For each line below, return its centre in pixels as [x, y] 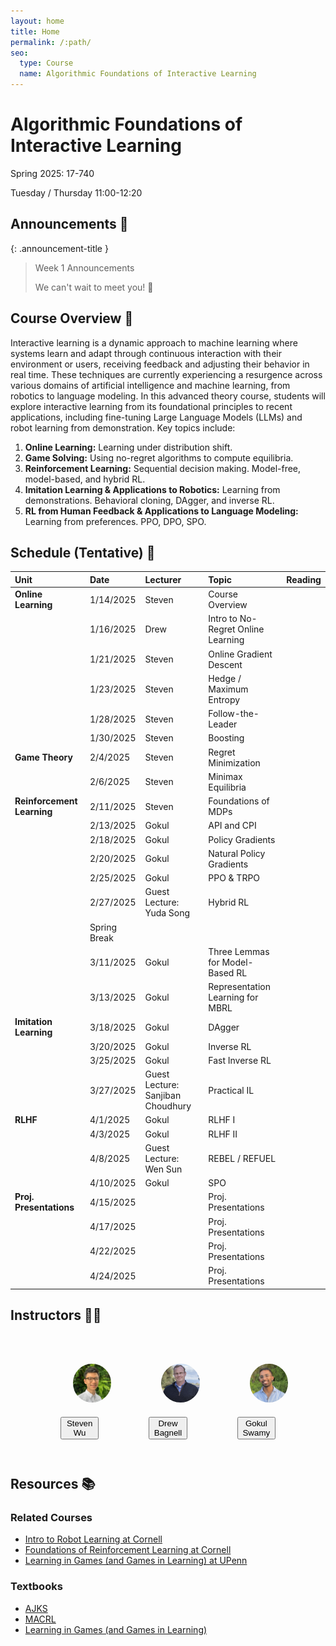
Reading [304, 579]
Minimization [234, 762]
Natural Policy [237, 853]
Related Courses [51, 1518]
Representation [239, 987]
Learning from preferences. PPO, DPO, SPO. [115, 521]
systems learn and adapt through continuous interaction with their [146, 353]
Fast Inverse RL [240, 1060]
